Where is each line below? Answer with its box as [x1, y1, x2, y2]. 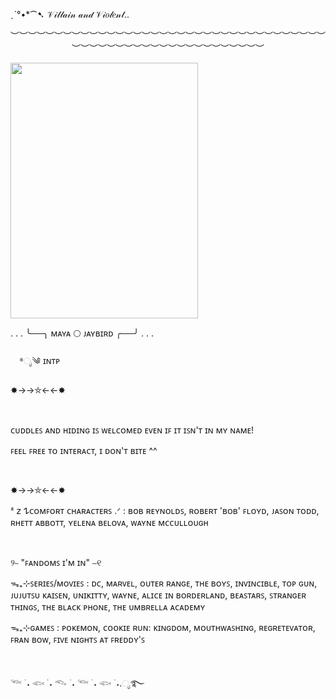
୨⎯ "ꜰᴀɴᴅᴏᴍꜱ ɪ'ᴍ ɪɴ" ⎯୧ [10, 557, 102, 568]
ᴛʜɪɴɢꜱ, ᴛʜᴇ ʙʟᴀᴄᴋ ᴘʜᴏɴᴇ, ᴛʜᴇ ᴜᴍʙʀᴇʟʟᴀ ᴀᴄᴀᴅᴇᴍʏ [10, 601, 206, 613]
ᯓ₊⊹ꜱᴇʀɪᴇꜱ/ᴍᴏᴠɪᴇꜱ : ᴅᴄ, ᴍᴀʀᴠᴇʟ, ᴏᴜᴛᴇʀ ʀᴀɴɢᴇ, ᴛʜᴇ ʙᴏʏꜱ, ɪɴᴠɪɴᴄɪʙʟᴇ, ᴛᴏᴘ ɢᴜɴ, [10, 577, 318, 589]
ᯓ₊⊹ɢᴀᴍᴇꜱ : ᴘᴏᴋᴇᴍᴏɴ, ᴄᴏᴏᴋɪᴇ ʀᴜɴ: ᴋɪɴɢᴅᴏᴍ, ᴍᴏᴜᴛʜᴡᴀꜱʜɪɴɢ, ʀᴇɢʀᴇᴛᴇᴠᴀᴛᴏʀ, [10, 622, 316, 633]
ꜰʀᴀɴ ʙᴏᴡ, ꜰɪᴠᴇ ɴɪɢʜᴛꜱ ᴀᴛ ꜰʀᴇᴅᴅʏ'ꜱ [10, 634, 145, 645]
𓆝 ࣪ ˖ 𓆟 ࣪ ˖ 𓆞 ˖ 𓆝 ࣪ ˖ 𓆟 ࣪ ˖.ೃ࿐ [10, 677, 145, 689]
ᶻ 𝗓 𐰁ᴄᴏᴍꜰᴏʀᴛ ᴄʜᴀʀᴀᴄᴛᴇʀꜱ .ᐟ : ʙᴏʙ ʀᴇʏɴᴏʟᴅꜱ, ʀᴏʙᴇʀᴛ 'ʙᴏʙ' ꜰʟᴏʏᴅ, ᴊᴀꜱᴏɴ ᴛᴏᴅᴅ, [10, 505, 320, 516]
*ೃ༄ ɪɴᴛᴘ [19, 355, 61, 366]
